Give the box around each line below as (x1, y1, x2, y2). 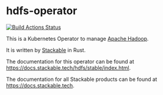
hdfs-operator (6, 4, 77, 18)
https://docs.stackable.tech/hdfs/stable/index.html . (6, 64, 131, 71)
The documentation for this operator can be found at (6, 58, 135, 65)
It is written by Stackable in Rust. (6, 46, 86, 54)
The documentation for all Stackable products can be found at (6, 76, 158, 83)
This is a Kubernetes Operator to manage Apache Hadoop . (6, 35, 149, 42)
